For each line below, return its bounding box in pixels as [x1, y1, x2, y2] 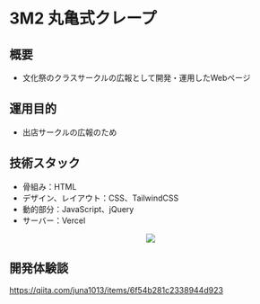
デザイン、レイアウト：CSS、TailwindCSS [22, 192, 179, 203]
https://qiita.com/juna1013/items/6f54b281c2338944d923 [9, 285, 224, 296]
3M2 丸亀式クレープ [9, 8, 157, 29]
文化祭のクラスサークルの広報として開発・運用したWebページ [22, 73, 251, 83]
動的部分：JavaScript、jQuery [22, 203, 134, 214]
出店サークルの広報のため [22, 127, 117, 138]
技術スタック [9, 156, 81, 171]
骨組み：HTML [22, 181, 77, 192]
